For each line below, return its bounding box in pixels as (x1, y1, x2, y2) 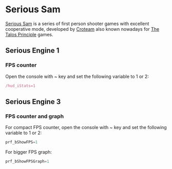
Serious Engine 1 (5, 46, 60, 55)
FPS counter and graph (5, 113, 64, 120)
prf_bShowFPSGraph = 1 (5, 159, 50, 164)
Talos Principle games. (5, 31, 53, 37)
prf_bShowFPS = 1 (5, 140, 38, 145)
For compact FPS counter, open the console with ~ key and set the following (5, 124, 167, 131)
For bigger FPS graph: (5, 149, 52, 155)
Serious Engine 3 (5, 97, 61, 106)
